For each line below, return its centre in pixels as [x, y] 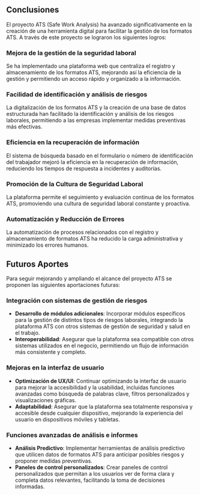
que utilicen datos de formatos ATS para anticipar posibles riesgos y [99, 454]
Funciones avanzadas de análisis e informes [72, 435]
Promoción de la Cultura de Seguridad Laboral [75, 184]
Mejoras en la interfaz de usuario [55, 368]
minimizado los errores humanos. [47, 245]
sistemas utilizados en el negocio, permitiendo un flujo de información [102, 345]
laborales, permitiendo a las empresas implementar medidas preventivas [96, 121]
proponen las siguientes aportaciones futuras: [63, 285]
